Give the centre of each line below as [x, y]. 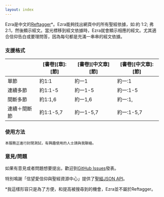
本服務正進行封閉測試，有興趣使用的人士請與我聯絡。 [51, 143]
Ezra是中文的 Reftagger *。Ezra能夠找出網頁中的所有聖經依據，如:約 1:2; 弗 [79, 24]
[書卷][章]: [55, 64]
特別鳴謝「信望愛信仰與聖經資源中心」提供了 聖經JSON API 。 [66, 178]
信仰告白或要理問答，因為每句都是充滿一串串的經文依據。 [67, 36]
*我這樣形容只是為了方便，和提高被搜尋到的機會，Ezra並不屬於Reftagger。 [81, 189]
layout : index [20, 10]
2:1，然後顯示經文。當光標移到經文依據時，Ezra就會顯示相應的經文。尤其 [79, 30]
